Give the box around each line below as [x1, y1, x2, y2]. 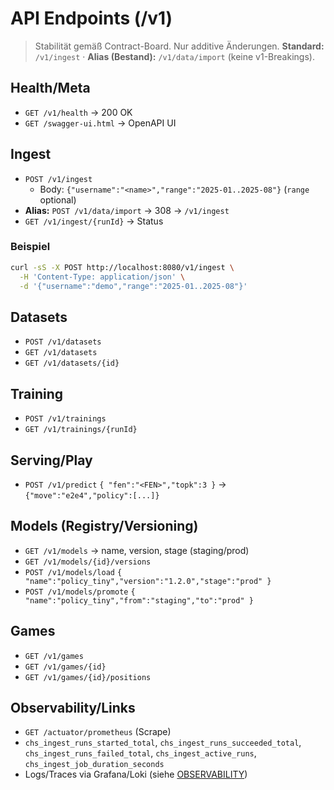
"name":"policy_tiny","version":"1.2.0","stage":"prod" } [24, 576, 272, 586]
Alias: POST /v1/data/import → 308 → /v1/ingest [24, 204, 230, 216]
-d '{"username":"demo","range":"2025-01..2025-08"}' [19, 281, 248, 291]
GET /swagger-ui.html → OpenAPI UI [24, 117, 177, 129]
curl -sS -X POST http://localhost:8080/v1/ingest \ [10, 262, 235, 272]
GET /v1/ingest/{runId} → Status [24, 215, 164, 227]
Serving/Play [10, 452, 93, 469]
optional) [39, 193, 77, 206]
